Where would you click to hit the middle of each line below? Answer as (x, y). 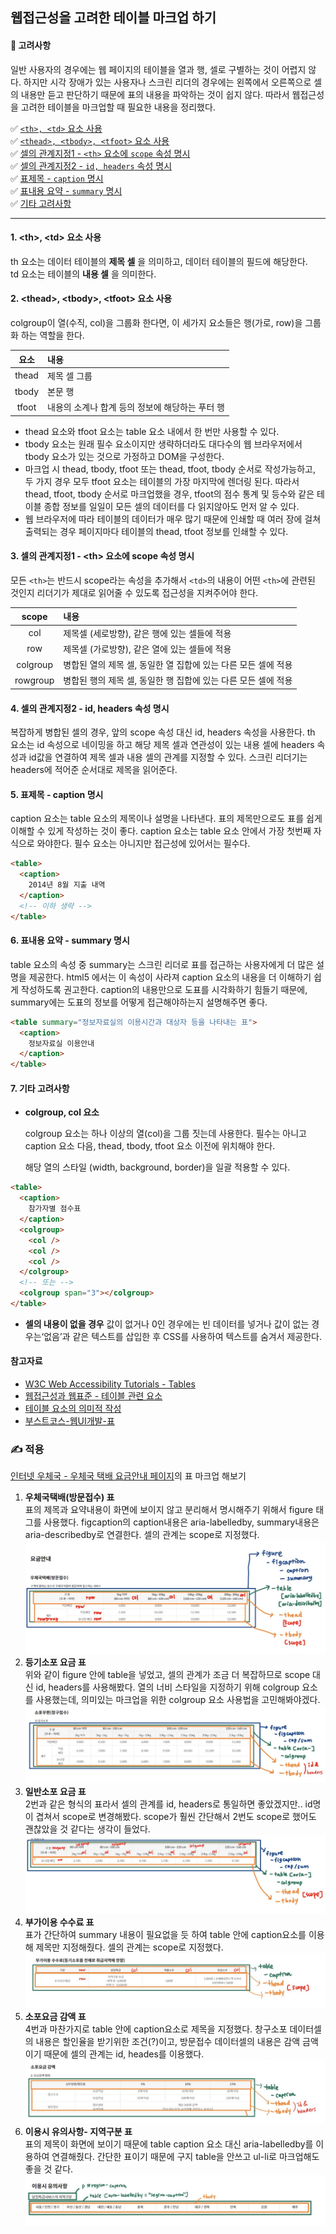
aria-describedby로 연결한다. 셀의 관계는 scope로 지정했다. (142, 1535)
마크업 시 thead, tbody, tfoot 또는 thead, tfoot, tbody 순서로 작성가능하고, (170, 469)
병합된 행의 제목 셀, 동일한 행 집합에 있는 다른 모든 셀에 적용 (178, 680)
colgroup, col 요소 (62, 1112)
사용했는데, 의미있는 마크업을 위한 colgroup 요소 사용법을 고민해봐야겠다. (178, 1699)
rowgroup (34, 680)
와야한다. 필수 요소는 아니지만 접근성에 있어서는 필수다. (143, 844)
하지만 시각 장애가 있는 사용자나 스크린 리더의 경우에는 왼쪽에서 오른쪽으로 (167, 82)
